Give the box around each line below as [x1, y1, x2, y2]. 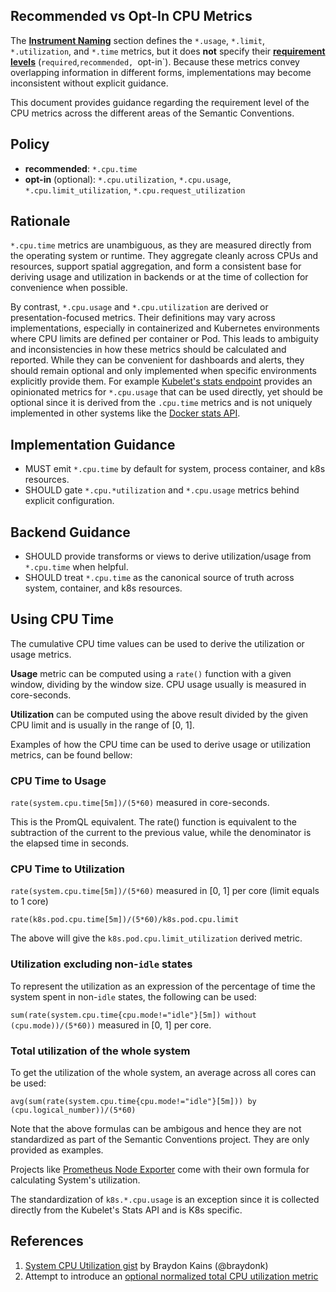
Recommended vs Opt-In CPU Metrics [10, 8, 253, 25]
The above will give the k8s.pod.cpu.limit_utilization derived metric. [10, 932, 303, 944]
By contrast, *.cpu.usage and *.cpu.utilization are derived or [10, 301, 269, 313]
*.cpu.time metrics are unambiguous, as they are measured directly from [10, 239, 312, 251]
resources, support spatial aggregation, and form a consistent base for [10, 260, 302, 273]
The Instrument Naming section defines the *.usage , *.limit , [10, 34, 266, 46]
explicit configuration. [24, 495, 115, 507]
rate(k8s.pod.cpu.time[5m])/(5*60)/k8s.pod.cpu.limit [10, 915, 240, 925]
